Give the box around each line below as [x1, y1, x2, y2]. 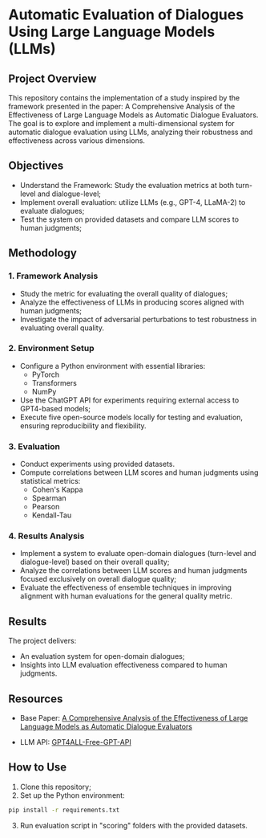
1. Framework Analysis [8, 271, 99, 282]
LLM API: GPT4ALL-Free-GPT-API [19, 738, 132, 747]
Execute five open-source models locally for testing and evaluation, [19, 412, 243, 422]
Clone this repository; [19, 782, 92, 791]
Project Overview [8, 72, 97, 85]
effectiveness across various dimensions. [8, 136, 146, 145]
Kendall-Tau [31, 510, 72, 520]
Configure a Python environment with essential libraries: [19, 361, 206, 370]
